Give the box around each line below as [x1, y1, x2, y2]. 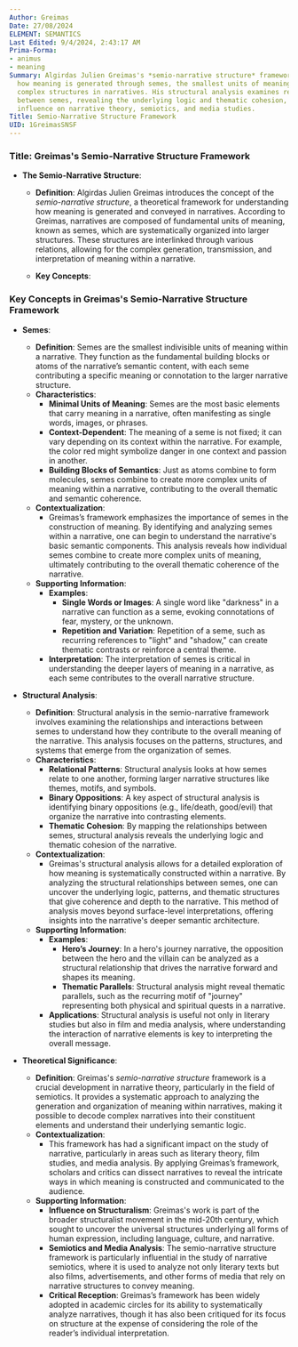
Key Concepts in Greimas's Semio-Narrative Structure [9, 293, 248, 305]
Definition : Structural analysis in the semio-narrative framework [35, 706, 270, 717]
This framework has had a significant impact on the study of [48, 1138, 269, 1149]
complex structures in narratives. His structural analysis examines [17, 87, 279, 96]
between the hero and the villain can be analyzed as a [61, 953, 259, 964]
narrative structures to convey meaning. [48, 1280, 195, 1291]
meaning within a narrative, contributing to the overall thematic [48, 483, 278, 494]
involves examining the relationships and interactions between [35, 716, 263, 727]
